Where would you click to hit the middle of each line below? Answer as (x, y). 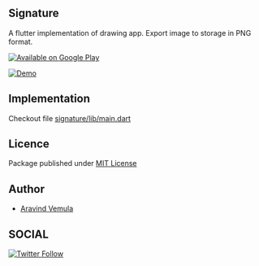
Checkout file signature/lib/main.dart (70, 118)
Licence (29, 144)
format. (21, 41)
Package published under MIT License (73, 164)
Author (26, 189)
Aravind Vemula (47, 209)
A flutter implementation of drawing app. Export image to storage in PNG (130, 33)
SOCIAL (28, 234)
